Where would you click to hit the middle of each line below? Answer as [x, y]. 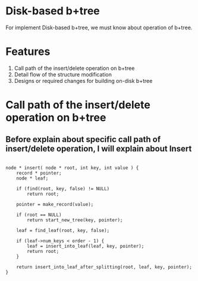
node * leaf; [32, 178]
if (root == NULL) [39, 215]
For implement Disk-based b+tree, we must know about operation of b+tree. [99, 27]
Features [28, 52]
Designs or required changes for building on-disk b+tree [83, 81]
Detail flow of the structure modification [63, 74]
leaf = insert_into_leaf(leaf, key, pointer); [86, 246]
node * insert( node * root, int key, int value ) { [72, 168]
